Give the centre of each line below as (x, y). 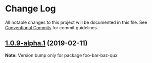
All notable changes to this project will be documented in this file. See (76, 22)
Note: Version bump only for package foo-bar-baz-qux (61, 55)
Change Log (30, 9)
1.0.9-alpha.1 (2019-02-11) (46, 43)
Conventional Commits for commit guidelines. (51, 27)
